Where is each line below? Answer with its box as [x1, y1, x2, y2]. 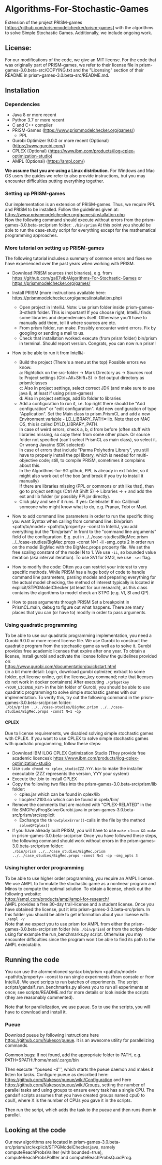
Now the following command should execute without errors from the [5, 217, 141, 223]
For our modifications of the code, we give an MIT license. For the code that [5, 57, 156, 63]
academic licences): [12, 755, 52, 761]
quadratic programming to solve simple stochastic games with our [5, 689, 137, 695]
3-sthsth [19, 309, 37, 315]
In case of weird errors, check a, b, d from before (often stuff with [19, 427, 150, 432]
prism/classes [19, 380, 47, 386]
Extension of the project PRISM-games [5, 19, 83, 25]
